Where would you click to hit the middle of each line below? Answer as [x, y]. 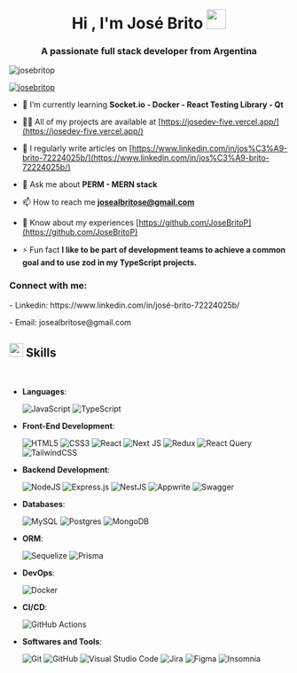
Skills [41, 353]
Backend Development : [66, 469]
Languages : [44, 391]
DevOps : [38, 573]
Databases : [43, 504]
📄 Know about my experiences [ [80, 223]
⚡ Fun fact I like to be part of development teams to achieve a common [154, 250]
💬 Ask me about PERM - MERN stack [90, 184]
